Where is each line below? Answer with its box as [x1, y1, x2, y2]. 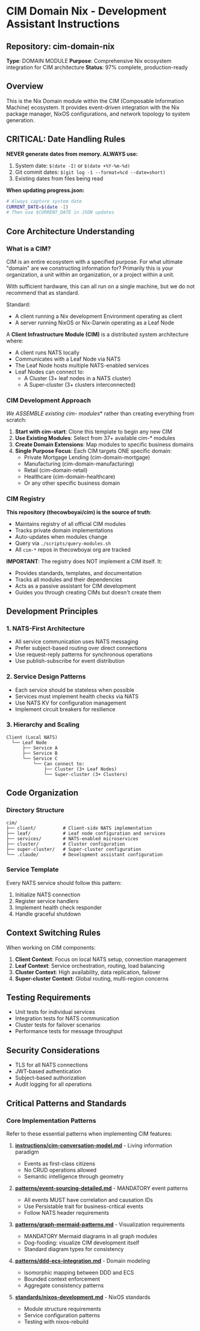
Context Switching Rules [6, 928, 101, 938]
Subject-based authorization [14, 1074, 86, 1082]
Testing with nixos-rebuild [23, 1318, 89, 1325]
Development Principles [6, 606, 98, 616]
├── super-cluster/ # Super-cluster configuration [6, 846, 142, 852]
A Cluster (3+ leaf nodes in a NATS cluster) [23, 374, 131, 382]
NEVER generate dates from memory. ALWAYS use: [6, 150, 139, 157]
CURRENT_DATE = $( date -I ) [6, 204, 69, 210]
